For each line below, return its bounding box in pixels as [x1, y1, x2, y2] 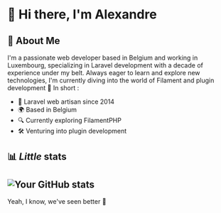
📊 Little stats [7, 151, 67, 163]
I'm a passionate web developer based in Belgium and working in [7, 53, 198, 62]
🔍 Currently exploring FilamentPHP [17, 116, 122, 124]
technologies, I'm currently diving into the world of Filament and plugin [7, 76, 215, 84]
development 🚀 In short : [7, 84, 80, 92]
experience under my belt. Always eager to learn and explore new [7, 69, 200, 77]
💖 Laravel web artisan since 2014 [17, 97, 115, 106]
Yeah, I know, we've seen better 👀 [7, 197, 107, 206]
